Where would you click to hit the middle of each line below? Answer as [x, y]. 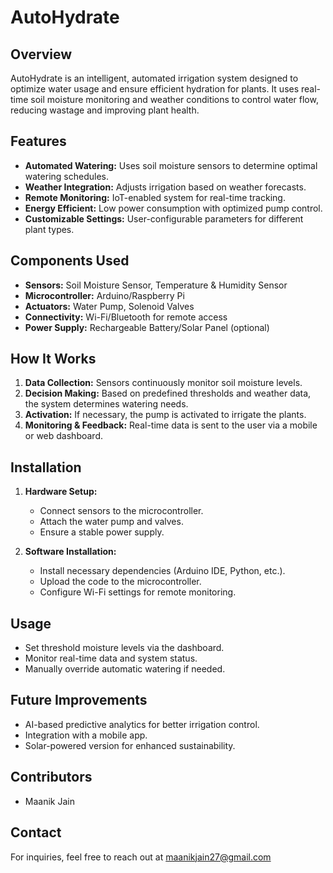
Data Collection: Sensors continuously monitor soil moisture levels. [163, 383]
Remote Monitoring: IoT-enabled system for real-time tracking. [155, 197]
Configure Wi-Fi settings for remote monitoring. [138, 592]
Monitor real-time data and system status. [111, 658]
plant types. [49, 229]
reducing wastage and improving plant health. [105, 110]
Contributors [51, 777]
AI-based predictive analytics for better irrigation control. [142, 724]
